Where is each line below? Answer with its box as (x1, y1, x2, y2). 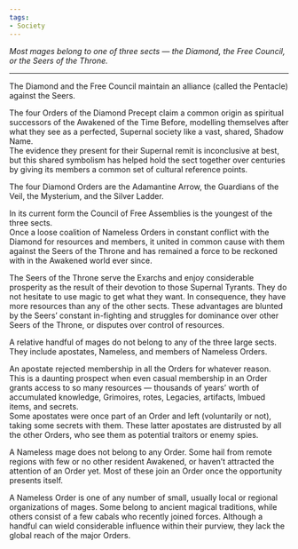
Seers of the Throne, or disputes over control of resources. (9, 319, 224, 330)
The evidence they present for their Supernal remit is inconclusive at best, (9, 145, 279, 155)
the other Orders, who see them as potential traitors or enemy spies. (9, 429, 259, 440)
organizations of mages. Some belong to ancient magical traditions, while (9, 501, 278, 512)
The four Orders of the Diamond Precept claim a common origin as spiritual (9, 107, 284, 118)
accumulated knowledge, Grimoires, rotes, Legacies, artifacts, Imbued (9, 392, 266, 402)
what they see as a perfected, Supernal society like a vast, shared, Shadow (9, 126, 284, 137)
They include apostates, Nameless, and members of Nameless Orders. (9, 346, 268, 356)
